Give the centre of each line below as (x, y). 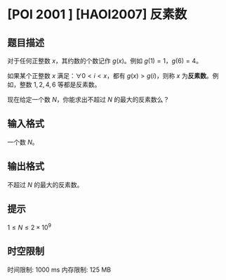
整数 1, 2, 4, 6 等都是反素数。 (60, 84)
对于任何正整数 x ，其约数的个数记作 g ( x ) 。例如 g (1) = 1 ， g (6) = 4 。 (105, 61)
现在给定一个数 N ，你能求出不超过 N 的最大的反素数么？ (88, 100)
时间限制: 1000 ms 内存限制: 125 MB (59, 269)
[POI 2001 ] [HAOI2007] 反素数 (97, 14)
